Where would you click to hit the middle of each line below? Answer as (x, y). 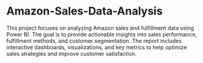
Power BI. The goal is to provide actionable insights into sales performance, (102, 34)
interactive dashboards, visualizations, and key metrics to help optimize (97, 47)
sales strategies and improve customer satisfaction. (71, 53)
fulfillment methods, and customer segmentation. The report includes (94, 41)
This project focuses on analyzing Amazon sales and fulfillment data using (100, 28)
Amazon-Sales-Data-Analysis (85, 11)
